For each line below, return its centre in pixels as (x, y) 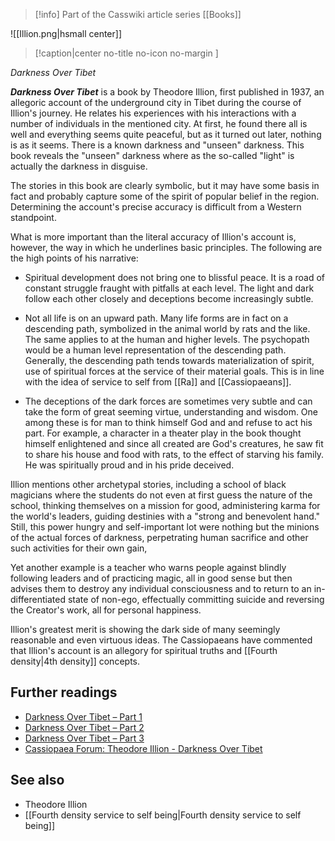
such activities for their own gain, (79, 548)
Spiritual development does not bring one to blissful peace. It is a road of (175, 277)
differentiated (38, 599)
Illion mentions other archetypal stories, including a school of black (148, 484)
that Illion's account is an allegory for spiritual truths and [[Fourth (144, 650)
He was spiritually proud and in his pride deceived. (129, 465)
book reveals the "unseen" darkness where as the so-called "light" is (152, 155)
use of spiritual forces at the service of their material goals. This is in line (174, 371)
